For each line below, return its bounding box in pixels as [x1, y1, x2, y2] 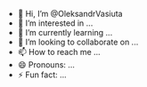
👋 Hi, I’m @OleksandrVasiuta [17, 9, 123, 19]
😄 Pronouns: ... [17, 59, 76, 70]
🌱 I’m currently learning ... [17, 28, 113, 37]
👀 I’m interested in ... [17, 18, 94, 28]
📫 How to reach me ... [17, 47, 101, 57]
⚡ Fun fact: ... [17, 69, 67, 80]
